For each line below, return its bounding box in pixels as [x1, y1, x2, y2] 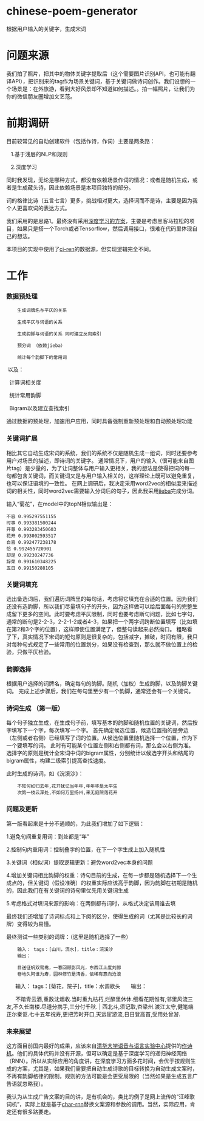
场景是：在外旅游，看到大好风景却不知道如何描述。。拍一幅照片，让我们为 [11, 85, 195, 92]
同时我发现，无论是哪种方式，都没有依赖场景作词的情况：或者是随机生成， [6, 176, 192, 183]
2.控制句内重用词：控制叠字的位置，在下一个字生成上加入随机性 [6, 846, 166, 853]
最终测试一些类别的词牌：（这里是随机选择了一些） [6, 933, 132, 940]
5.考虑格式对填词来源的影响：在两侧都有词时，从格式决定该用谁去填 [6, 899, 176, 907]
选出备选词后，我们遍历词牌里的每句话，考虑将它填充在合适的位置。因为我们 [6, 595, 198, 602]
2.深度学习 [10, 163, 38, 171]
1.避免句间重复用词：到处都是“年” [6, 832, 90, 840]
